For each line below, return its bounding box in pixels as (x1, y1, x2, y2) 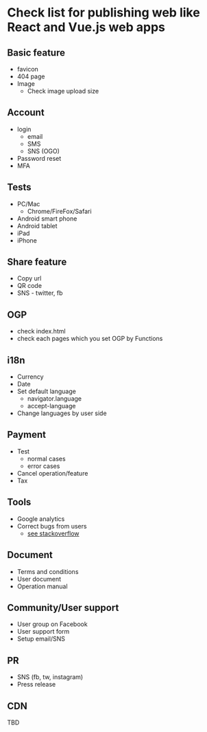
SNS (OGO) (27, 146, 60, 155)
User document (16, 575, 62, 583)
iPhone (16, 236, 38, 245)
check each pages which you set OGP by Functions (16, 335, 163, 343)
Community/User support (7, 601, 119, 613)
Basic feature (7, 47, 65, 58)
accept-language (27, 402, 76, 410)
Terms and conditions (16, 567, 79, 575)
